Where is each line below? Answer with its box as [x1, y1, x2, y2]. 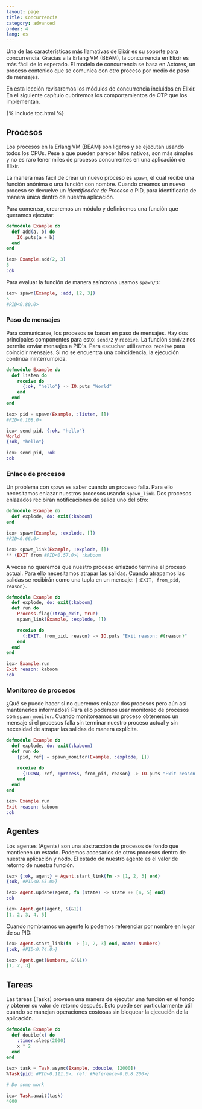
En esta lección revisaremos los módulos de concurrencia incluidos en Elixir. [6, 85, 196, 92]
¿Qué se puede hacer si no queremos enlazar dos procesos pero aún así [6, 700, 187, 707]
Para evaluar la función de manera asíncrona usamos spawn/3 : [6, 278, 160, 285]
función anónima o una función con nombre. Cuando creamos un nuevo [6, 180, 185, 188]
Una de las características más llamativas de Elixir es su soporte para [6, 48, 178, 55]
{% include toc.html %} [6, 110, 65, 117]
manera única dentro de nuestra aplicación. [6, 193, 115, 200]
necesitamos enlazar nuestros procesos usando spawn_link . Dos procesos [6, 490, 192, 497]
